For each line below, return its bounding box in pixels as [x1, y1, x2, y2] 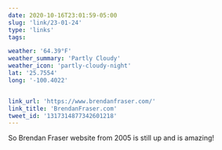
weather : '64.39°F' [8, 48, 72, 55]
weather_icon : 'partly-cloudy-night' [8, 62, 132, 70]
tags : [8, 33, 26, 41]
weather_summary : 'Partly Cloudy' [8, 55, 122, 62]
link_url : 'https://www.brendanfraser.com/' [8, 97, 156, 105]
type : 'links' [8, 26, 55, 34]
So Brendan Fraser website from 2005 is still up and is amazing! [8, 134, 214, 143]
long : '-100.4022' [8, 76, 68, 84]
